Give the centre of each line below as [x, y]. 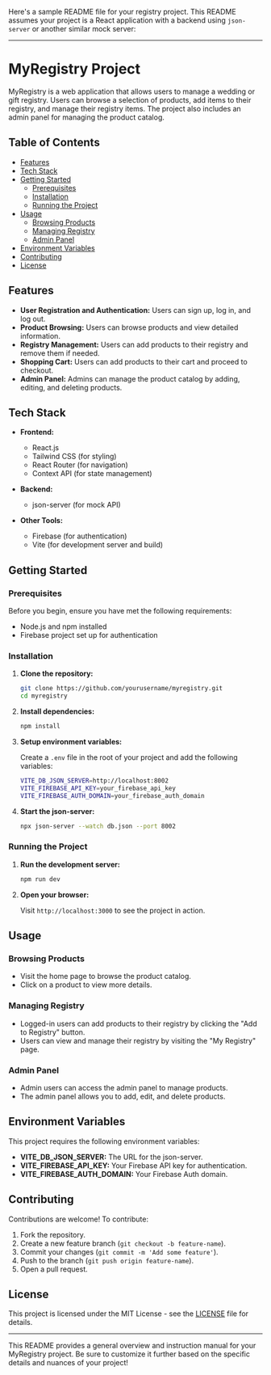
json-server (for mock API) [76, 505]
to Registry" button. [52, 1032]
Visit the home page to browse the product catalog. [106, 976]
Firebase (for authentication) [79, 536]
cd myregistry [44, 696]
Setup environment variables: [71, 741]
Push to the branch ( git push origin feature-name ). [107, 1260]
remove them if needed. [60, 353]
